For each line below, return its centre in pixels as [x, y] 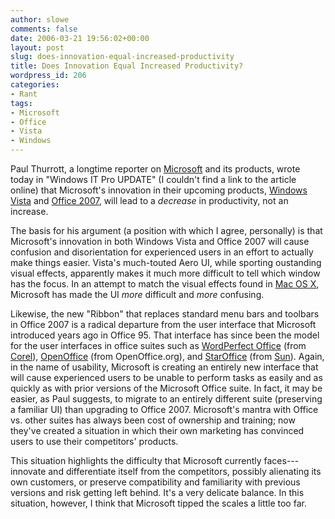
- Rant [24, 94]
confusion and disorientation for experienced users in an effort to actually [162, 252]
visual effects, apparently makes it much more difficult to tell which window [165, 273]
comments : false [44, 29]
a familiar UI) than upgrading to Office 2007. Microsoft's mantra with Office [164, 409]
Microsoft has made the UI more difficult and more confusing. [137, 294]
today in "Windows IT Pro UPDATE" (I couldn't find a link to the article [153, 179]
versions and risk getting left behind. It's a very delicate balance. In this [157, 492]
